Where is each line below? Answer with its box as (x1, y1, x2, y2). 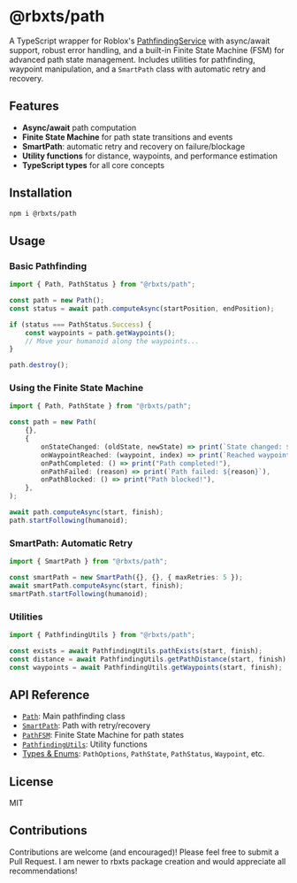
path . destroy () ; (9, 361, 69, 370)
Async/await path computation (21, 122, 137, 133)
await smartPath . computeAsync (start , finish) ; (9, 581, 184, 590)
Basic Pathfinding (9, 259, 88, 272)
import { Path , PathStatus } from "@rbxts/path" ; (9, 280, 196, 289)
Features (9, 99, 59, 114)
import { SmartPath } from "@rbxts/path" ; (9, 557, 168, 566)
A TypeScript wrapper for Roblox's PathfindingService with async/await (9, 35, 270, 46)
